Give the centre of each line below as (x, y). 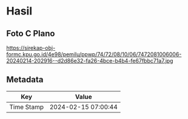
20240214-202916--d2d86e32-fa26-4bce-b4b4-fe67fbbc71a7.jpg (90, 61)
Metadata (25, 80)
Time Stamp (27, 107)
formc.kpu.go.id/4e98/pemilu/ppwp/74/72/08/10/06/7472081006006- (94, 54)
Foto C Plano (31, 34)
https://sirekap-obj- (31, 48)
